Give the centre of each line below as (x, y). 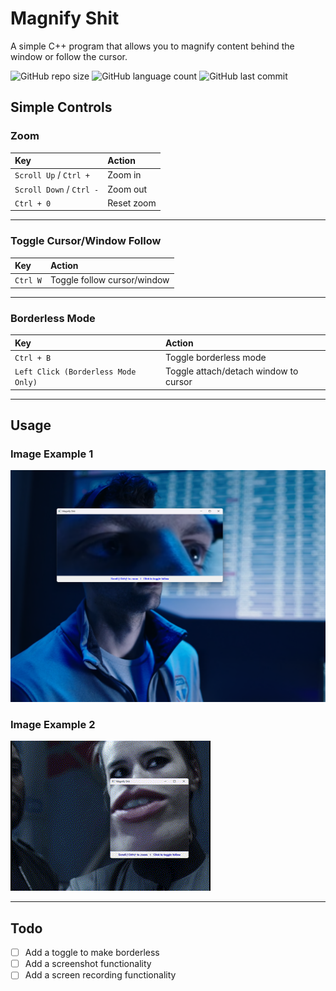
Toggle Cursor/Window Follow (86, 241)
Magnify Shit (65, 18)
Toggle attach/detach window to (232, 371)
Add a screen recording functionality (100, 975)
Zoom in (124, 175)
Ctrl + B (33, 358)
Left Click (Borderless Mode (75, 372)
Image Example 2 (53, 724)
